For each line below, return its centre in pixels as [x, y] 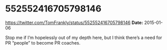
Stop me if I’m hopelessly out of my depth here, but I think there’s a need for [84, 37]
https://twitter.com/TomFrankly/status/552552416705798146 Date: [74, 22]
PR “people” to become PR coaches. [43, 42]
